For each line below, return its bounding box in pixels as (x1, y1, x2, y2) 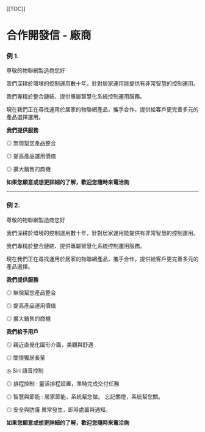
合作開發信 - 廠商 (6, 29, 92, 42)
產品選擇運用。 (6, 113, 44, 121)
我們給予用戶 (6, 327, 38, 335)
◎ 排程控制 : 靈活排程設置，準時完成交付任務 (6, 379, 120, 387)
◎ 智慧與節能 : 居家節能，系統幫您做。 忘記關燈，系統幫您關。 (6, 393, 164, 400)
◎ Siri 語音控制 (6, 367, 44, 374)
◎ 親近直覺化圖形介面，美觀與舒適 (6, 341, 93, 348)
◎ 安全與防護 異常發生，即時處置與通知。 (6, 406, 111, 413)
